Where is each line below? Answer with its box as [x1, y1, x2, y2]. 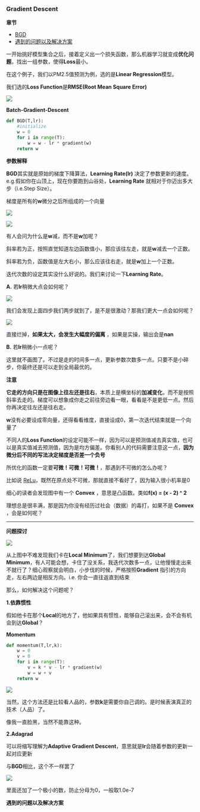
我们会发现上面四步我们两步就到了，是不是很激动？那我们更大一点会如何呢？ [6, 307, 194, 314]
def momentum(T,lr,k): [6, 642, 62, 648]
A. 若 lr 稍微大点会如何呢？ [6, 283, 70, 290]
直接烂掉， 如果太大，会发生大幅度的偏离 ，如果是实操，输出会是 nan [6, 330, 174, 338]
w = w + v [27, 670, 52, 676]
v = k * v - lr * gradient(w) [27, 664, 102, 671]
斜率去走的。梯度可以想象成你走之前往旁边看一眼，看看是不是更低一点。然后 [6, 396, 194, 403]
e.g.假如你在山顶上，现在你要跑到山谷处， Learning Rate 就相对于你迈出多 [6, 177, 188, 185]
